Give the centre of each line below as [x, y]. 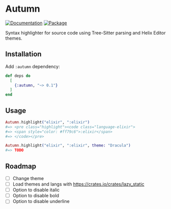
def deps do [18, 76]
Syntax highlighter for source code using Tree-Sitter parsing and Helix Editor [85, 33]
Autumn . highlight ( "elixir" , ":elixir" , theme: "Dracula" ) [68, 145]
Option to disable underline [41, 201]
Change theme [28, 178]
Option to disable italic [36, 190]
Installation [23, 54]
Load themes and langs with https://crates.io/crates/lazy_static [78, 184]
